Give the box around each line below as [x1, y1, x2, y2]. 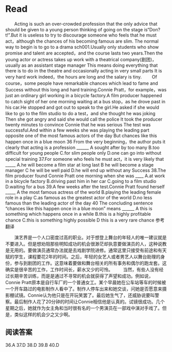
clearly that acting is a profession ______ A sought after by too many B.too [5, 144, 160, 151]
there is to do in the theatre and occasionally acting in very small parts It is [5, 67, 162, 73]
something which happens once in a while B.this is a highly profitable [5, 211, 151, 217]
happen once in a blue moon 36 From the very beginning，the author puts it [5, 138, 165, 144]
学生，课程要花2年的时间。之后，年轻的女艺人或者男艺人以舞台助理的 [14, 253, 161, 260]
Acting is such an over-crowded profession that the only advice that [14, 21, 158, 27]
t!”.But [5, 32, 18, 38]
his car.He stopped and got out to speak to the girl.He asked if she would [5, 104, 160, 110]
